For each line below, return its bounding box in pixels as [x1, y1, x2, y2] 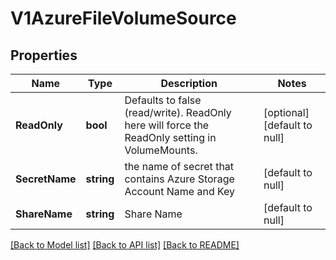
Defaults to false [124, 93, 202, 107]
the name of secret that [124, 160, 235, 173]
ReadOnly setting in [124, 131, 217, 144]
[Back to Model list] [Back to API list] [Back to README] [10, 239, 240, 251]
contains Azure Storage [124, 172, 235, 186]
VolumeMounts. [124, 143, 198, 157]
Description [160, 77, 218, 90]
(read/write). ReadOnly [124, 106, 232, 119]
